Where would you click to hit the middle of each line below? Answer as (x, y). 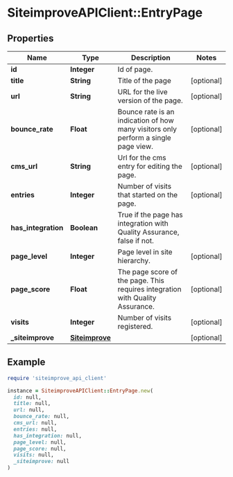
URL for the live (143, 92)
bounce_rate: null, (42, 417)
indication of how (146, 120)
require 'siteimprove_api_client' (57, 378)
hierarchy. (134, 261)
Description (151, 58)
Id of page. (135, 69)
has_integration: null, (48, 435)
